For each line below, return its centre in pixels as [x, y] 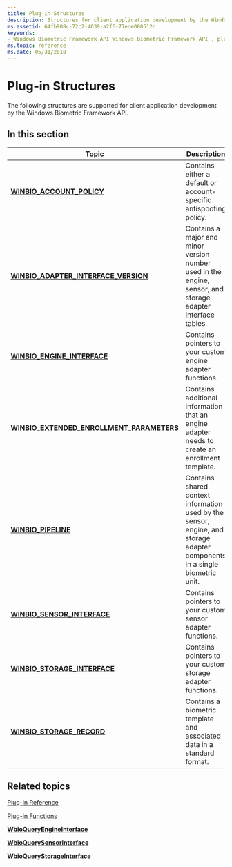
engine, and [205, 529]
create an [201, 449]
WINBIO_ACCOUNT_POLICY [58, 191]
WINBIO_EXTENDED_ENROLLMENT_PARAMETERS [95, 427]
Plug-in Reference [33, 803]
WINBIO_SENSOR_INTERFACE [60, 614]
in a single [202, 564]
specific [199, 199]
